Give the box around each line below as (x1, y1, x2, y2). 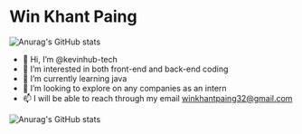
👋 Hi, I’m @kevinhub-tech (22, 53, 118, 64)
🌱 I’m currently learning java (22, 72, 127, 83)
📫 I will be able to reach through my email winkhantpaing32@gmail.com (22, 92, 293, 103)
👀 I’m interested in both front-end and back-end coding (22, 63, 229, 74)
